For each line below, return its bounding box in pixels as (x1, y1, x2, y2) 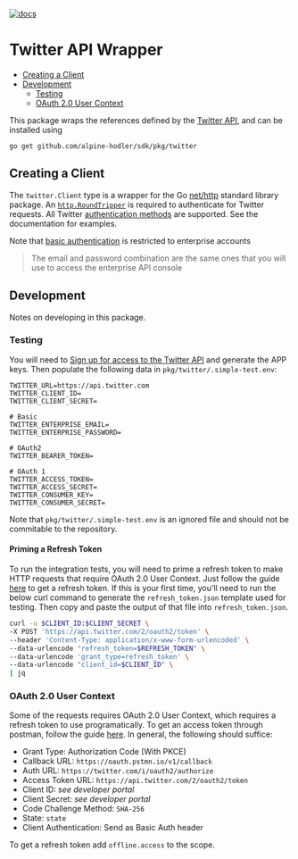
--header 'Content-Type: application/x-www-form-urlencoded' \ (9, 635, 250, 645)
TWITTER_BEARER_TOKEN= (9, 451, 94, 460)
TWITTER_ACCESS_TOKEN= (9, 474, 94, 484)
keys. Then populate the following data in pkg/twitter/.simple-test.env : (9, 363, 277, 374)
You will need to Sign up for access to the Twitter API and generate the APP (9, 354, 287, 365)
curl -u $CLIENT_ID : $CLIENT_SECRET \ (9, 619, 150, 629)
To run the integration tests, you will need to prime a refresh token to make (9, 563, 284, 575)
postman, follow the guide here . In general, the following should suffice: (9, 729, 273, 740)
